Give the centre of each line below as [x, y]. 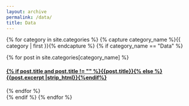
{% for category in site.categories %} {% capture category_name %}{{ [94, 40]
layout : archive [26, 12]
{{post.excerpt [25, 77]
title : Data [21, 23]
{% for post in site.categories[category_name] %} [67, 58]
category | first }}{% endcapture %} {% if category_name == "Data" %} [95, 46]
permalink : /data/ [29, 17]
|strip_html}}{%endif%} [76, 77]
